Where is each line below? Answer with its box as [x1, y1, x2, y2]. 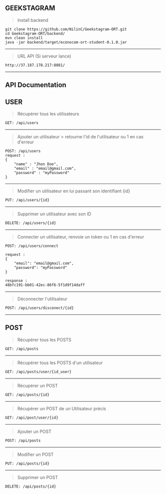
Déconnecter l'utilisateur [17, 296, 68, 302]
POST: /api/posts [5, 438, 41, 443]
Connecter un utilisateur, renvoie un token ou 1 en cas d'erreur [17, 234, 144, 240]
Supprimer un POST [17, 474, 58, 480]
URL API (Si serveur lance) [17, 53, 72, 59]
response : [5, 278, 28, 283]
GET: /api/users [5, 121, 39, 125]
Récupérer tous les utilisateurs [17, 111, 80, 117]
